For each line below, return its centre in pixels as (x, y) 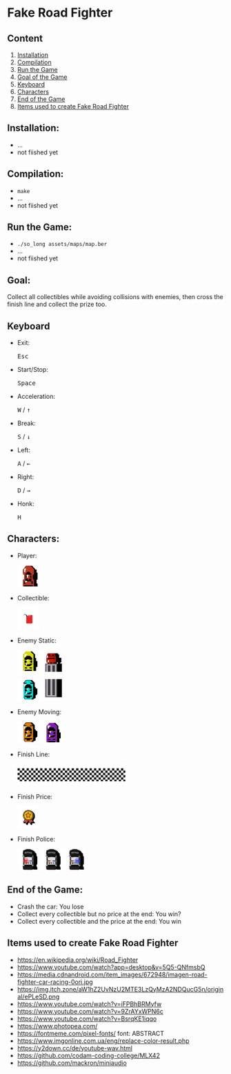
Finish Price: (35, 796)
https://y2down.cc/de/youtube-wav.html (75, 1048)
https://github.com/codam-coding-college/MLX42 (89, 1055)
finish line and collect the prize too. (57, 304)
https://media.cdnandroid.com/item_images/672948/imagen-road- (112, 974)
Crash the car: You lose (50, 906)
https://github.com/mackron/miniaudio (72, 1063)
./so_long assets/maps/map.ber (62, 244)
